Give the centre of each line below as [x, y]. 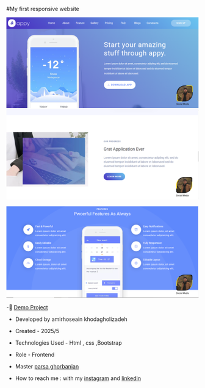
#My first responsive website [43, 9]
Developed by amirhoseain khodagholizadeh [71, 319]
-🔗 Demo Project [27, 307]
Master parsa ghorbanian [47, 367]
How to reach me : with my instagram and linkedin [78, 378]
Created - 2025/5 [37, 331]
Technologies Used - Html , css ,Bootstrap [68, 343]
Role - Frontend [35, 355]
